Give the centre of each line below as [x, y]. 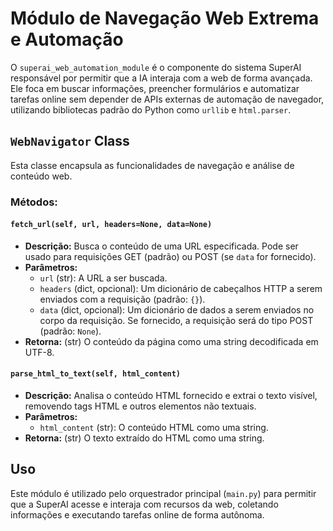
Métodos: [34, 202]
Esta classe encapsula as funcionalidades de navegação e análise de [152, 165]
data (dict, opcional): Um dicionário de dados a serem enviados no [177, 309]
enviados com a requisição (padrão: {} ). [122, 299]
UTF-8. [39, 352]
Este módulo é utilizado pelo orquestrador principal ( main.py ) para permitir [163, 493]
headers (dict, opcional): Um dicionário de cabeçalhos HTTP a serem [181, 288]
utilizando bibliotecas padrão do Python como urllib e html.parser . [151, 109]
